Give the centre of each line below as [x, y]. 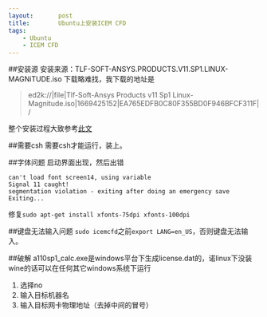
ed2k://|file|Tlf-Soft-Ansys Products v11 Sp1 [99, 95]
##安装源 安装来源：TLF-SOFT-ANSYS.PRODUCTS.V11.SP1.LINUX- [118, 69]
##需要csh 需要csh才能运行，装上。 [68, 145]
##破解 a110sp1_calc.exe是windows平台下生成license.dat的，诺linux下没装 [130, 258]
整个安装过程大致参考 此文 [50, 129]
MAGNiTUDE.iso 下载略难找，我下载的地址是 [82, 79]
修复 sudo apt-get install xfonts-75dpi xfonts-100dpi [99, 214]
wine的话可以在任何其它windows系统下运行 [80, 268]
